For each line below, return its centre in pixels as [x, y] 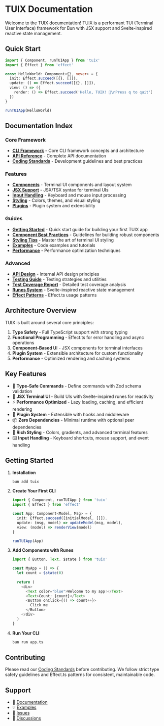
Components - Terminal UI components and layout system [72, 185]
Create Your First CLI [34, 491]
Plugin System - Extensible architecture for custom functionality [78, 353]
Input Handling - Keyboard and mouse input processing [69, 195]
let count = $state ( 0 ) [40, 573]
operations [23, 342]
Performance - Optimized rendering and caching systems [71, 358]
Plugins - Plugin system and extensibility [54, 206]
